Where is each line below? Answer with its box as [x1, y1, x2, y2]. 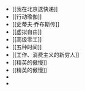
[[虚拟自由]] [12, 28, 42, 35]
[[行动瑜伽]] [12, 13, 42, 20]
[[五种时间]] [12, 43, 42, 51]
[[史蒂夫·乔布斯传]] [12, 21, 60, 27]
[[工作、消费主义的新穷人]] [12, 51, 79, 58]
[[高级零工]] [12, 36, 42, 43]
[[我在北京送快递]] [12, 5, 58, 12]
